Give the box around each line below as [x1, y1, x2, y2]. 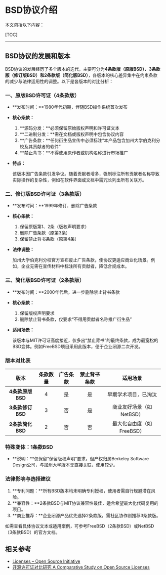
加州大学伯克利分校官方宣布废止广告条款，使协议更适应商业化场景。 [12, 257, 151, 263]
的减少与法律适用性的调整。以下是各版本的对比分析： [5, 78, 114, 84]
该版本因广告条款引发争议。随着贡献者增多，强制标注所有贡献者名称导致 [12, 171, 160, 177]
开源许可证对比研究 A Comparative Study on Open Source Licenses [12, 564, 150, 570]
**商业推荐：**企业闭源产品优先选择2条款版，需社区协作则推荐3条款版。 [12, 512, 161, 518]
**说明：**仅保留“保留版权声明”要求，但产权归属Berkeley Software [12, 456, 149, 462]
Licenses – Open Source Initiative [12, 558, 81, 564]
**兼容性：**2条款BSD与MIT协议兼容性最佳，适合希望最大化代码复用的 [12, 500, 159, 506]
